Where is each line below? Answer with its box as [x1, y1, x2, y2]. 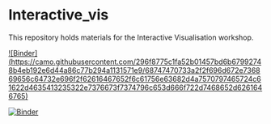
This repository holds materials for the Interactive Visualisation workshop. [8, 32, 254, 42]
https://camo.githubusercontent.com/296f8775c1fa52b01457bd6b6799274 [11, 57, 261, 66]
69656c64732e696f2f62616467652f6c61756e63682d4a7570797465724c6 [8, 74, 261, 83]
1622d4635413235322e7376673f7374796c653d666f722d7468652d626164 [8, 83, 263, 92]
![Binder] [8, 48, 38, 58]
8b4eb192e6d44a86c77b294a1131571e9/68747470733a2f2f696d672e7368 [8, 65, 260, 75]
